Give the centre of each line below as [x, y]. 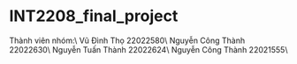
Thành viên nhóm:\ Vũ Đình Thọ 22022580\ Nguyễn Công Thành [127, 40]
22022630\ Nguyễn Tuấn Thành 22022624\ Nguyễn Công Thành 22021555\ [148, 49]
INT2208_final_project [94, 16]
